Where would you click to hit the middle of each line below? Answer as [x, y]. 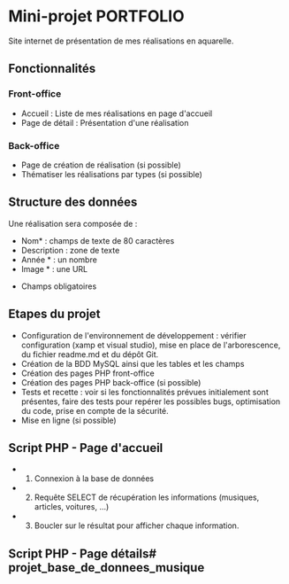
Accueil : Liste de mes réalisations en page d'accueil [117, 113]
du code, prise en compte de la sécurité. [95, 410]
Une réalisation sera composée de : [73, 223]
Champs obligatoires [59, 286]
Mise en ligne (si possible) [68, 420]
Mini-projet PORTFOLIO [96, 16]
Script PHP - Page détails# [82, 553]
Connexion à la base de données [94, 479]
